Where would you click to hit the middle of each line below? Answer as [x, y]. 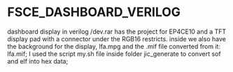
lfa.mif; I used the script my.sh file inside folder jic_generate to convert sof [114, 54]
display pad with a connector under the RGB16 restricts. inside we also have [116, 38]
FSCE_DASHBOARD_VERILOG [94, 12]
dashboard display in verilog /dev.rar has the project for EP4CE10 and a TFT [117, 31]
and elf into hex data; [38, 61]
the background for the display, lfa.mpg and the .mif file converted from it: [114, 46]
